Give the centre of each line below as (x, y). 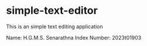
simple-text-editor (52, 11)
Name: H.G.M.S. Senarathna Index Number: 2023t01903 (74, 37)
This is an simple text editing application (54, 26)
